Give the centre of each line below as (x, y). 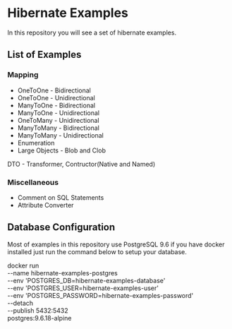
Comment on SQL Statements (61, 197)
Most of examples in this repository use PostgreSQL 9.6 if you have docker (116, 244)
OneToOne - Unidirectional (56, 97)
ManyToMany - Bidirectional (59, 128)
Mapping (23, 75)
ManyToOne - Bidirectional (56, 105)
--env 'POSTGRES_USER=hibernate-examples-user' (83, 288)
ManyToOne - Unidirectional (59, 113)
